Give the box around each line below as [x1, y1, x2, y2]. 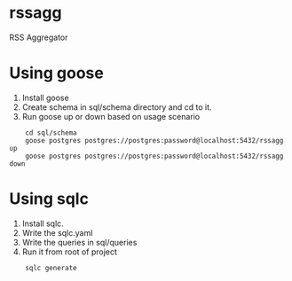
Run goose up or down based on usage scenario [21, 111, 201, 121]
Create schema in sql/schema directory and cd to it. [21, 101, 212, 113]
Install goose [21, 92, 69, 103]
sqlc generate [25, 263, 77, 272]
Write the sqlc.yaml [21, 227, 93, 238]
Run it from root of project [21, 246, 118, 257]
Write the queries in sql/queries [21, 237, 138, 247]
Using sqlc [9, 189, 89, 209]
